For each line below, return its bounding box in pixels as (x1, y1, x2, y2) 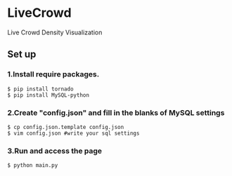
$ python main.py (7, 162, 58, 169)
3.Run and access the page (7, 146, 103, 156)
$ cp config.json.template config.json (7, 123, 124, 130)
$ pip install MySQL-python (7, 91, 90, 99)
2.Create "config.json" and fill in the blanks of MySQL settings (7, 107, 225, 117)
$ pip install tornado (7, 86, 74, 93)
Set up (7, 48, 37, 60)
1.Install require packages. (7, 69, 100, 79)
